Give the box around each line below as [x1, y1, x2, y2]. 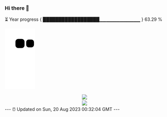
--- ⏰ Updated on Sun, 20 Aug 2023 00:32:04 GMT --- [5, 106, 120, 112]
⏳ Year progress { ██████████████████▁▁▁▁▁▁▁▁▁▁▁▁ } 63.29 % [5, 16, 162, 22]
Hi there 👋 [5, 5, 30, 12]
